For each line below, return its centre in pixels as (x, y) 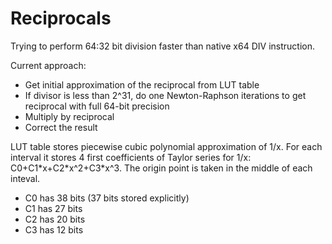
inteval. (25, 178)
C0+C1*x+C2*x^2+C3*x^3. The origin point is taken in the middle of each (161, 168)
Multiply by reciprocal (69, 116)
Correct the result (61, 127)
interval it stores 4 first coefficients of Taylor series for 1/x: (131, 157)
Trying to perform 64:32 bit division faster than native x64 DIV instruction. (162, 46)
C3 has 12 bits (54, 229)
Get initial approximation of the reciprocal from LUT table (142, 84)
